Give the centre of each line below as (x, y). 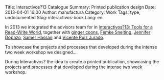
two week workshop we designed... (41, 52)
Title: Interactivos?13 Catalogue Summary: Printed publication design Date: (81, 7)
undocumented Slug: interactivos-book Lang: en (54, 17)
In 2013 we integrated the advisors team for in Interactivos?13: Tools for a (79, 27)
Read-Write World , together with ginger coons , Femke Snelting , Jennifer (78, 32)
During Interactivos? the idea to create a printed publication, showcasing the (82, 62)
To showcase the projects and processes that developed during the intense (81, 47)
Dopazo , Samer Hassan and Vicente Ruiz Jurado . (55, 37)
